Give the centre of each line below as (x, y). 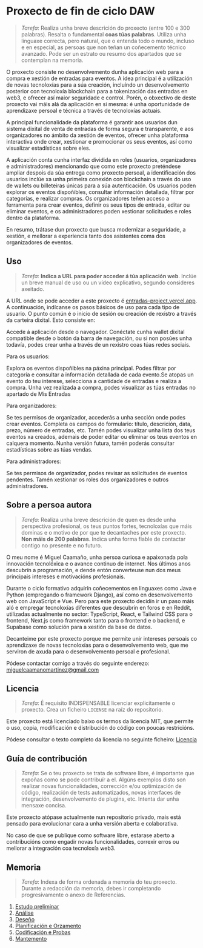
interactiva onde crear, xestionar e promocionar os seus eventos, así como (99, 141)
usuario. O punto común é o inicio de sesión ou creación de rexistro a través (101, 313)
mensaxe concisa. (44, 806)
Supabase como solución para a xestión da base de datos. (79, 627)
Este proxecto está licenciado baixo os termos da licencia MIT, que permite (100, 721)
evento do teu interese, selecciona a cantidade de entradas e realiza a (94, 381)
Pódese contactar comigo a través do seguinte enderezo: (78, 663)
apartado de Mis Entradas (38, 394)
